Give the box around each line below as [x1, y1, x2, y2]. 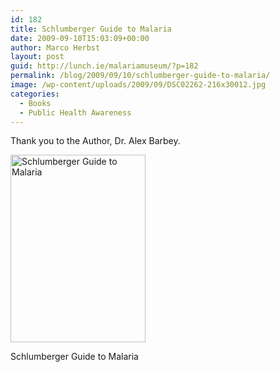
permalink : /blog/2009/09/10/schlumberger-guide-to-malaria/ [10, 71, 271, 81]
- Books [19, 98, 52, 108]
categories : [10, 89, 60, 99]
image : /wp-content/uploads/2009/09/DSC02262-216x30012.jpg [10, 80, 267, 90]
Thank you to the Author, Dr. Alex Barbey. [10, 135, 181, 147]
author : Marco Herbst [10, 42, 101, 53]
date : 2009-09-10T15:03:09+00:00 [10, 33, 150, 43]
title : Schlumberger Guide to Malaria [10, 24, 172, 34]
